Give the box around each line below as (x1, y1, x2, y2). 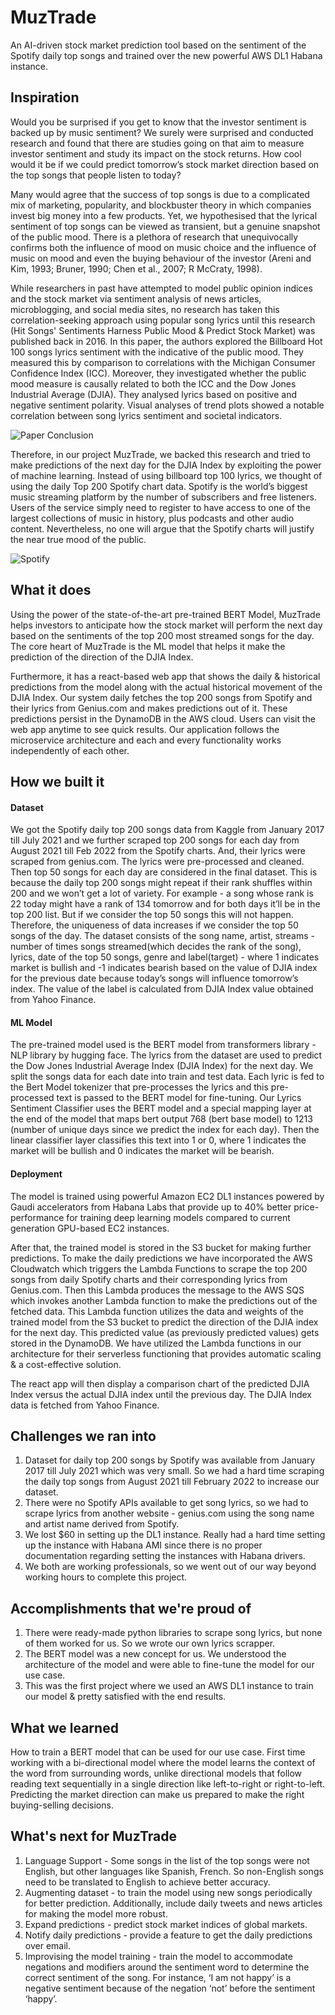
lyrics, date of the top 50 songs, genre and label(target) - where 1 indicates (10, 951, 320, 963)
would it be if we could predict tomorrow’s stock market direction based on (10, 158, 320, 170)
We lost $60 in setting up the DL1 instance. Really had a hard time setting (24, 1529, 326, 1541)
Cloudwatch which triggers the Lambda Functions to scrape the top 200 (10, 1262, 308, 1275)
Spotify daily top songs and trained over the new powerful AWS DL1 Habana (10, 49, 323, 61)
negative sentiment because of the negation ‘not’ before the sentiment (24, 1982, 316, 1994)
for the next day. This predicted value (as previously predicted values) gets (10, 1326, 320, 1338)
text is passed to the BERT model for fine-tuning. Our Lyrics (56, 1092, 302, 1104)
